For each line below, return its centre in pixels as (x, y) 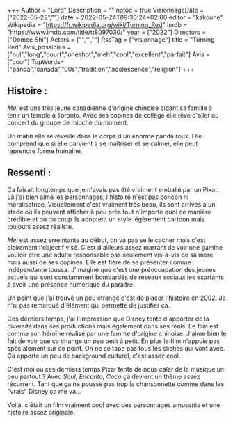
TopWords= (48, 62)
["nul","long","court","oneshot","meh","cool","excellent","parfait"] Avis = (109, 54)
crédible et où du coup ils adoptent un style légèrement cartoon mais (106, 219)
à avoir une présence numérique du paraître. (71, 284)
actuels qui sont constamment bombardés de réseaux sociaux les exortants (116, 277)
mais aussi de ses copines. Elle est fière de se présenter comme (99, 262)
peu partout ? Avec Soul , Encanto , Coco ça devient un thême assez (104, 376)
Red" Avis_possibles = (39, 47)
